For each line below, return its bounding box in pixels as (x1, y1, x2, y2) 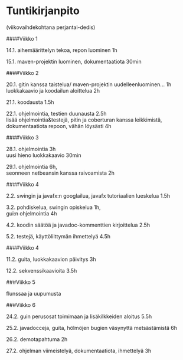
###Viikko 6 (6, 301, 36, 308)
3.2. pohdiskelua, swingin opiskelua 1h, (6, 204, 101, 211)
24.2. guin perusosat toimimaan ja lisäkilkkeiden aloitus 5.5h (6, 313, 152, 320)
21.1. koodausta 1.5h (6, 99, 54, 106)
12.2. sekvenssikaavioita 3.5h (6, 267, 77, 274)
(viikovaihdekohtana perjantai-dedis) (6, 24, 96, 31)
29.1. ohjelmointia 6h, (6, 163, 58, 170)
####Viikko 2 (6, 69, 39, 76)
